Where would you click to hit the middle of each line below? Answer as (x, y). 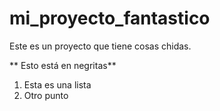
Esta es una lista (57, 84)
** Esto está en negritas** (63, 65)
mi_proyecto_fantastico (110, 18)
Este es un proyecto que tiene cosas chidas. (100, 46)
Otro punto (46, 95)
